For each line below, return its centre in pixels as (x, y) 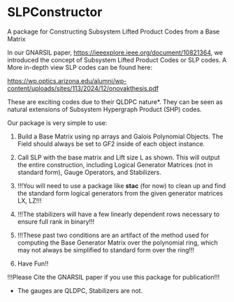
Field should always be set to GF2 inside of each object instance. (111, 143)
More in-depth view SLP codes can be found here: (80, 67)
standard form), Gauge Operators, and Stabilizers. (89, 172)
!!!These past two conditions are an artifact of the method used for (113, 235)
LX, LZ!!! (29, 201)
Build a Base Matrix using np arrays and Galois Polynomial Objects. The (120, 136)
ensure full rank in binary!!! (56, 222)
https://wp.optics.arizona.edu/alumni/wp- (67, 80)
